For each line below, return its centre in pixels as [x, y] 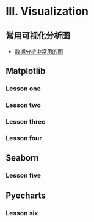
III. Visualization [47, 11]
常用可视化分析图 [38, 35]
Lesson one [23, 89]
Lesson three [26, 122]
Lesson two [23, 105]
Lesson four [24, 138]
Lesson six [22, 213]
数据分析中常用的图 [39, 51]
